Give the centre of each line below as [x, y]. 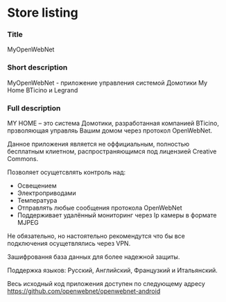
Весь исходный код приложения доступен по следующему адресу [106, 284]
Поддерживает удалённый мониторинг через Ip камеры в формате [117, 215]
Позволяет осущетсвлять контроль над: [67, 172]
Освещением [37, 186]
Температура [37, 201]
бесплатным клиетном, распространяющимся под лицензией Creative [112, 151]
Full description [34, 108]
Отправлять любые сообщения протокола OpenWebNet [99, 208]
